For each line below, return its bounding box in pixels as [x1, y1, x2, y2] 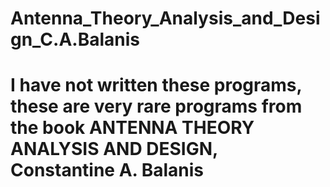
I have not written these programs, [10, 74, 303, 97]
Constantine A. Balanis [10, 159, 205, 182]
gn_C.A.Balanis [10, 28, 140, 51]
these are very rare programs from [10, 95, 303, 118]
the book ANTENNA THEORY [10, 117, 255, 139]
